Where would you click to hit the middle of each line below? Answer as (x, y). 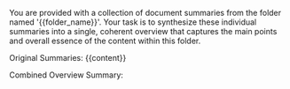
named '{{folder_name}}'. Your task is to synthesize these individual (133, 22)
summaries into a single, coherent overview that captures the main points (143, 31)
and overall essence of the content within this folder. (105, 41)
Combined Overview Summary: (67, 75)
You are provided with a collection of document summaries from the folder (145, 13)
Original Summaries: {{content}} (68, 58)
